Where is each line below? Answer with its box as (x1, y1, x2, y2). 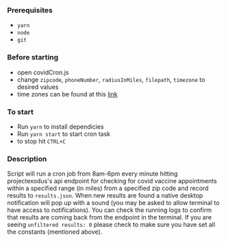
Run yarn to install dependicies (16, 122, 104, 131)
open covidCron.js (16, 68, 69, 77)
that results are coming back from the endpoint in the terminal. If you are (7, 213, 212, 221)
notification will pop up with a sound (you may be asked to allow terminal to (7, 199, 220, 207)
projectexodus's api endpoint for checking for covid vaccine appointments (7, 177, 217, 185)
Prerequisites (7, 5, 53, 15)
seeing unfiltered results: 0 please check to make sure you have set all (7, 221, 216, 229)
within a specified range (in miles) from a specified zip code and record (7, 184, 209, 193)
